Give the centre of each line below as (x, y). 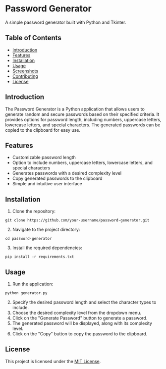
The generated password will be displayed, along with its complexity (82, 323)
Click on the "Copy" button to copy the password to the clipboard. (80, 334)
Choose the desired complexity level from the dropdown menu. (77, 313)
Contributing (25, 76)
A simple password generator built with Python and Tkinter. (66, 22)
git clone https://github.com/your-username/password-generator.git (77, 220)
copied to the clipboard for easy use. (43, 130)
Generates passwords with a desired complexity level (67, 173)
